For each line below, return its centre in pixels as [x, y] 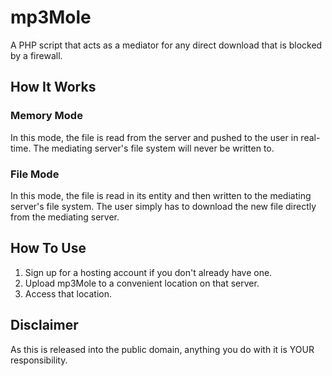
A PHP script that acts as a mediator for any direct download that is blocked [166, 45]
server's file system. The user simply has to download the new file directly [163, 206]
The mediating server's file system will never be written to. [154, 148]
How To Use [48, 248]
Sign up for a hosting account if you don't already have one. [148, 272]
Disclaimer [44, 325]
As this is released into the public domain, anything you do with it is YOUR [162, 349]
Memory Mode [46, 116]
